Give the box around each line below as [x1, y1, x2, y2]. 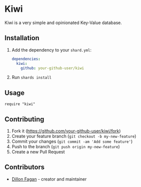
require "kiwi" [4, 102, 36, 107]
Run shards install [11, 75, 52, 80]
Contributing [4, 115, 44, 123]
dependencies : [11, 56, 40, 61]
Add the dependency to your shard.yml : [11, 47, 92, 53]
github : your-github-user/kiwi [20, 65, 84, 71]
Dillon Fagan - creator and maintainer [11, 176, 87, 182]
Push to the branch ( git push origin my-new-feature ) [11, 144, 120, 149]
